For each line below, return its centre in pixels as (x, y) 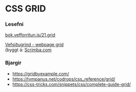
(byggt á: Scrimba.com (28, 50)
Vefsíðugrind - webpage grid (34, 45)
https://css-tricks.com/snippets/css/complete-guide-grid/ (71, 84)
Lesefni (14, 24)
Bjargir (13, 63)
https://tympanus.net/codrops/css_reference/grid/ (64, 79)
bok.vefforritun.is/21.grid (30, 35)
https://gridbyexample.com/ (41, 74)
